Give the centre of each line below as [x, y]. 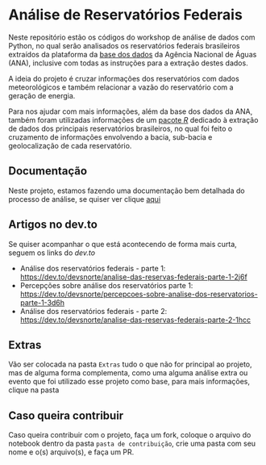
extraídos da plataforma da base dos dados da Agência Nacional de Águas [133, 54]
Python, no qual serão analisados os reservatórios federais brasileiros [124, 45]
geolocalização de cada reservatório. [70, 145]
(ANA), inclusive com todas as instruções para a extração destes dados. [128, 63]
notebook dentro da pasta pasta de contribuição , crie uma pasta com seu [132, 444]
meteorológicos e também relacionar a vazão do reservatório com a [121, 87]
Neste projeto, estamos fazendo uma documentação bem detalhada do [127, 191]
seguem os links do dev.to [52, 253]
